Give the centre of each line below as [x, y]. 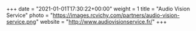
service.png [21, 22]
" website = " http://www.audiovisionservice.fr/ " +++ [101, 22]
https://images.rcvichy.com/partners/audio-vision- [116, 15]
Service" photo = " [30, 15]
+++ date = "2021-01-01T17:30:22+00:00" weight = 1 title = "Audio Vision [98, 9]
